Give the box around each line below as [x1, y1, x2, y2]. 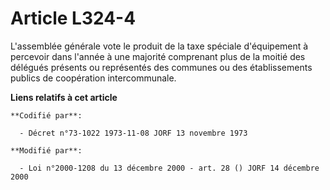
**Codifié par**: [10, 110, 83, 121]
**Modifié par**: [10, 145, 83, 156]
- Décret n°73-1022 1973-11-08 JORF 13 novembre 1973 [19, 128, 248, 138]
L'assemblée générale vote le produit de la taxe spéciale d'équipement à [10, 40, 309, 52]
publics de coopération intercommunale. [10, 72, 177, 84]
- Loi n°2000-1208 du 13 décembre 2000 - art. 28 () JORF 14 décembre [19, 163, 320, 173]
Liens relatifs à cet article [10, 91, 118, 103]
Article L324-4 [10, 7, 137, 30]
